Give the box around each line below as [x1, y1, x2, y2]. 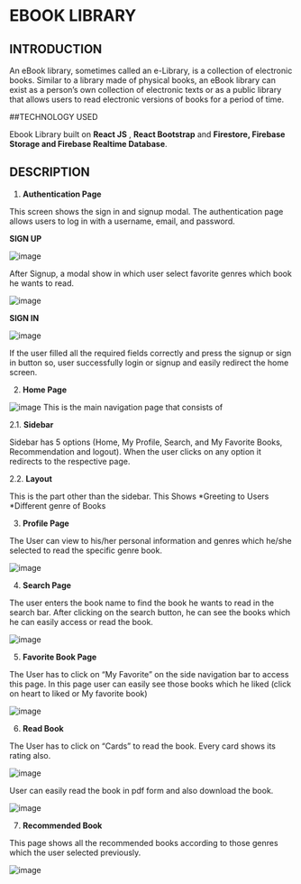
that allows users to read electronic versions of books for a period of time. [9, 94, 285, 105]
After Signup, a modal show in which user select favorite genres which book [9, 268, 293, 279]
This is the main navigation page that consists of [43, 401, 223, 412]
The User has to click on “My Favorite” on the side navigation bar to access [9, 668, 289, 679]
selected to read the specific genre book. [9, 545, 162, 556]
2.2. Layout [9, 473, 52, 483]
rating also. [9, 750, 51, 760]
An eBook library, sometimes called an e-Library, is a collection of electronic [9, 65, 293, 76]
